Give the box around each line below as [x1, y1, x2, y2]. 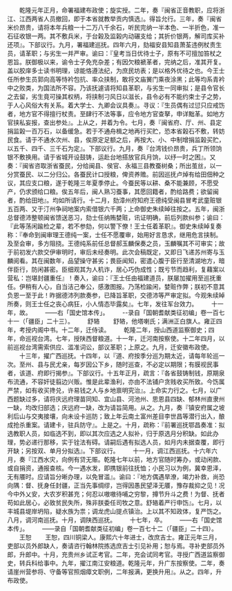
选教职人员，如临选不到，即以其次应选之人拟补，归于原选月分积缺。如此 [7, 429, 213, 438]
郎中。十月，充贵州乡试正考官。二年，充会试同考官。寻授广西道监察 [25, 550, 219, 559]
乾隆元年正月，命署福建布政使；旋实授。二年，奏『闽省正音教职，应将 [19, 6, 219, 14]
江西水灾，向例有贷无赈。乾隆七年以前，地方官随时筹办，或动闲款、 [30, 456, 225, 463]
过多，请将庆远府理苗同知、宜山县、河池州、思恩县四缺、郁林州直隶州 [25, 395, 225, 403]
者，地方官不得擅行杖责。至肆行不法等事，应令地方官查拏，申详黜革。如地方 [7, 110, 225, 118]
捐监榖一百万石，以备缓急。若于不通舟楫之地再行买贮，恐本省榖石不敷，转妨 [7, 127, 225, 135]
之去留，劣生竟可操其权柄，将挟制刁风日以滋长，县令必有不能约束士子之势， [7, 93, 225, 100]
